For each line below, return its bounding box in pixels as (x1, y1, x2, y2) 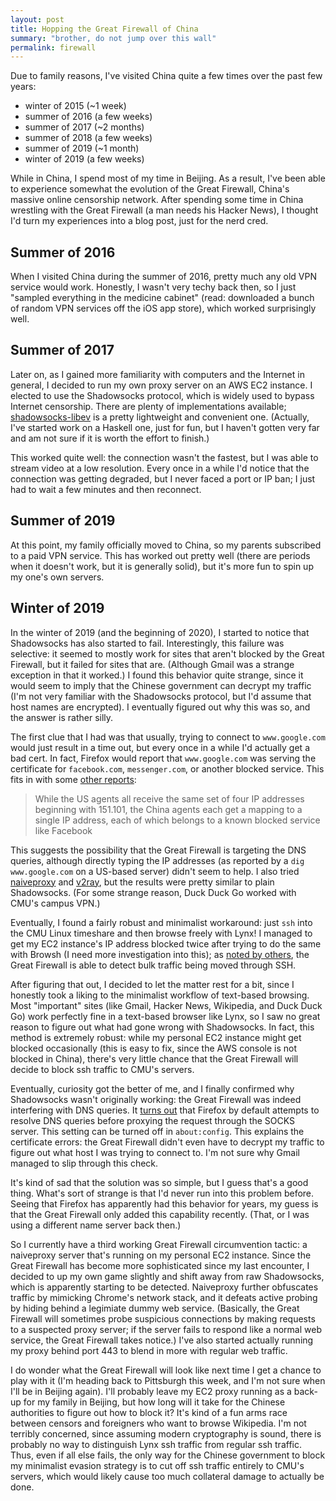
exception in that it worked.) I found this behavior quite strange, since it (10, 669, 304, 681)
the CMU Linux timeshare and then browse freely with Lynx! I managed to (10, 927, 313, 939)
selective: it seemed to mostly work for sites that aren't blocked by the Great (10, 647, 325, 660)
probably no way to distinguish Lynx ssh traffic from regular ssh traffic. (10, 1438, 302, 1450)
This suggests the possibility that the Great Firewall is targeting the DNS (10, 844, 307, 856)
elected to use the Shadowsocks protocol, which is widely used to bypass (10, 389, 315, 401)
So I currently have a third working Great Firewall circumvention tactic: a (10, 1238, 308, 1250)
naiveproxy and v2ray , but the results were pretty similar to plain (10, 876, 275, 888)
